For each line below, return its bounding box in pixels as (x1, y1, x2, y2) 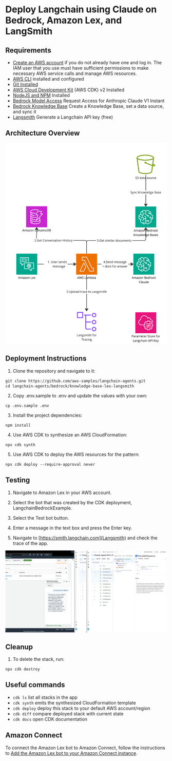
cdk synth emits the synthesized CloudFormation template (12, 699, 136, 706)
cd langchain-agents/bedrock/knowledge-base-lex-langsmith (5, 384, 135, 389)
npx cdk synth (5, 442, 36, 447)
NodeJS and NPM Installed (12, 92, 70, 98)
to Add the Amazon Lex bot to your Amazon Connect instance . (5, 750, 138, 756)
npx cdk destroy (5, 667, 40, 672)
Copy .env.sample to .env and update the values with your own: (12, 392, 147, 398)
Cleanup (5, 642, 33, 651)
